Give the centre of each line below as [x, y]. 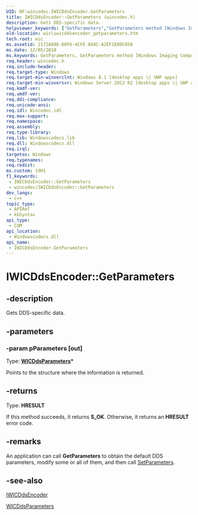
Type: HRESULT [26, 405]
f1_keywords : [22, 177]
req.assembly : [24, 127]
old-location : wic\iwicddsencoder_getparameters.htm [72, 34]
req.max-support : [27, 116]
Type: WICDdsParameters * [40, 361]
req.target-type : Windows [38, 72]
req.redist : [21, 165]
